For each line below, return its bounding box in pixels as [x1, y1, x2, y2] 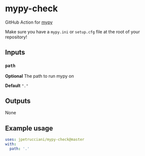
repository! [5, 34, 28, 40]
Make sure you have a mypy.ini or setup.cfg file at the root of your [5, 29, 140, 34]
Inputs [5, 48, 26, 57]
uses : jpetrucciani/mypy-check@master [5, 137, 85, 142]
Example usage [5, 124, 53, 132]
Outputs [5, 97, 31, 105]
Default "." [5, 82, 29, 89]
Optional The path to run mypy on [5, 73, 74, 79]
